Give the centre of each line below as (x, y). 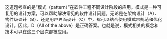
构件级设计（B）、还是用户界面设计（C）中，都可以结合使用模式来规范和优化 (83, 19)
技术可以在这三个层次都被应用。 (38, 31)
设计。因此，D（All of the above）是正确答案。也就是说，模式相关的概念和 (82, 25)
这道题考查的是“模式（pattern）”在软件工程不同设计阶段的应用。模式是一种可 (83, 7)
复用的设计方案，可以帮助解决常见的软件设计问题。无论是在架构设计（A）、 (82, 13)
